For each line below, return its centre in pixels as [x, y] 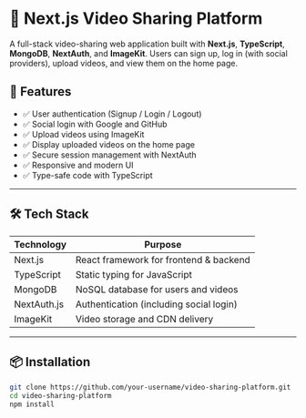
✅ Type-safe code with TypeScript [87, 175]
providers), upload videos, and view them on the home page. [124, 63]
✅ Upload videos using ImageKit [83, 134]
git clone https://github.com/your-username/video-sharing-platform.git [150, 387]
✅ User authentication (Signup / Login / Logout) [112, 114]
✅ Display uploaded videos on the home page [109, 144]
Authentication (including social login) [157, 304]
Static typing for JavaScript [134, 274]
